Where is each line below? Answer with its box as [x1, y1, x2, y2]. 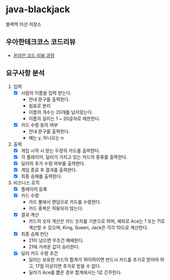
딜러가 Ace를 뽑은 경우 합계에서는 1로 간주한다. [28, 269, 122, 275]
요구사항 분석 [6, 69, 45, 77]
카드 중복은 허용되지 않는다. [28, 205, 83, 211]
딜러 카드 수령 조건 [20, 250, 58, 256]
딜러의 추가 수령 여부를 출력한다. [20, 160, 86, 166]
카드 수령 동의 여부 [20, 122, 58, 128]
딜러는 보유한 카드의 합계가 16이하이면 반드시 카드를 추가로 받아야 [28, 256, 159, 263]
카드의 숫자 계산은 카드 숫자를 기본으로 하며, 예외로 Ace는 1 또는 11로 [28, 218, 165, 224]
